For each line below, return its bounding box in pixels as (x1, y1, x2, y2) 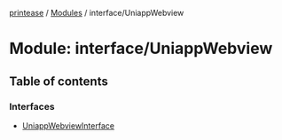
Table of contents (9, 74, 108, 89)
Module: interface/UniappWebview (9, 39, 273, 58)
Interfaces (9, 100, 55, 113)
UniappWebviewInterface (21, 120, 115, 131)
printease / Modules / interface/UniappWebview (9, 8, 184, 18)
